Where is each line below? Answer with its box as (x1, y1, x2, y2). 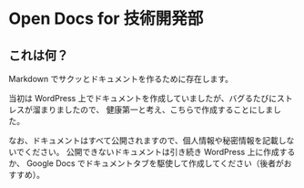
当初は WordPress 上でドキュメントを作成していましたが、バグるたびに (8, 93, 278, 103)
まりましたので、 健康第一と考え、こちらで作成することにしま (39, 104, 274, 115)
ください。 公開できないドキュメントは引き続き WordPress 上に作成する (24, 147, 296, 157)
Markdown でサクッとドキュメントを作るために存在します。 (8, 74, 234, 84)
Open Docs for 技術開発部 (8, 8, 204, 29)
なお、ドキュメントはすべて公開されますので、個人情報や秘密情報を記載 (8, 135, 279, 146)
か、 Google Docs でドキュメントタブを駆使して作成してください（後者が (8, 158, 284, 169)
